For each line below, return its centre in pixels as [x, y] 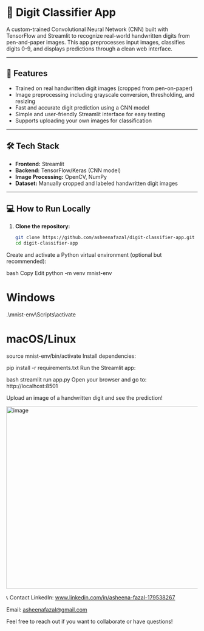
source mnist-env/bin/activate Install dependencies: [71, 356]
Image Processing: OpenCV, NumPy [61, 176]
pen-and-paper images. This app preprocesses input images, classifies [96, 42]
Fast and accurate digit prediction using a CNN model [82, 107]
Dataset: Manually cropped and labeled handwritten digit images [96, 183]
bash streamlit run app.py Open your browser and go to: [76, 379]
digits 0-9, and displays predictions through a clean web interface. [90, 49]
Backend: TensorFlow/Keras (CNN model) [68, 170]
